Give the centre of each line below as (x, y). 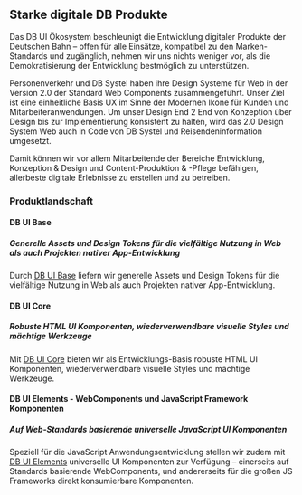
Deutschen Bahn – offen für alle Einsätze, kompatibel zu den (122, 46)
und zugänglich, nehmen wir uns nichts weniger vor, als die (160, 56)
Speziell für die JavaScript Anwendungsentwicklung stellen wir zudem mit (147, 452)
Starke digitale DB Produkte (89, 15)
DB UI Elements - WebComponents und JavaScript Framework (129, 399)
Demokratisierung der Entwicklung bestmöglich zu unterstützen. (129, 65)
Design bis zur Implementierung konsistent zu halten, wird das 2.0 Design (146, 121)
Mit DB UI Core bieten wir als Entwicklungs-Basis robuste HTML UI (134, 359)
